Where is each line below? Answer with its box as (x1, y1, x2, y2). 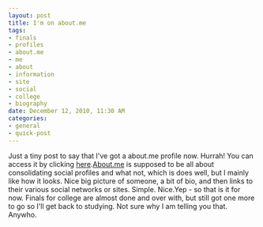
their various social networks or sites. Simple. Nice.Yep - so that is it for (8, 184, 241, 194)
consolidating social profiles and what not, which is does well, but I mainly (8, 168, 250, 177)
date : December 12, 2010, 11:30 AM (8, 108, 126, 115)
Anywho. (8, 210, 37, 219)
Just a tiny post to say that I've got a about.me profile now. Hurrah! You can (8, 151, 254, 161)
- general (8, 122, 41, 130)
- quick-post (8, 129, 51, 137)
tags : (8, 26, 26, 34)
